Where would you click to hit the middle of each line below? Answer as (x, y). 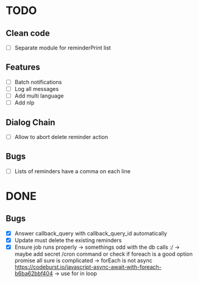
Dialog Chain (31, 122)
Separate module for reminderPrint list (63, 48)
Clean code (28, 33)
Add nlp (24, 103)
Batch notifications (38, 82)
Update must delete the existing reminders (68, 240)
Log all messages (37, 88)
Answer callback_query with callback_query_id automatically (91, 233)
